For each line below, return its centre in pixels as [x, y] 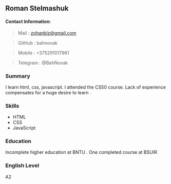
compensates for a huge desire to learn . [48, 92]
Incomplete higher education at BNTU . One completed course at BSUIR [81, 152]
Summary [18, 76]
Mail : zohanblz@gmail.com [47, 33]
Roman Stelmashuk [37, 8]
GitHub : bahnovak [37, 43]
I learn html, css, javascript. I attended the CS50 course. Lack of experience [85, 87]
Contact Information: [28, 21]
